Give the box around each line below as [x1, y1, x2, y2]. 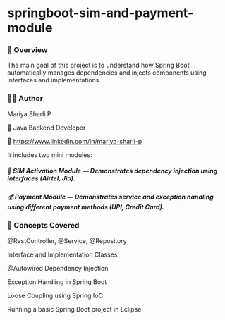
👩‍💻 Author [7, 94, 44, 104]
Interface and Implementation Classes [7, 250, 118, 259]
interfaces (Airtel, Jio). [7, 174, 76, 183]
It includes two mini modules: [7, 150, 92, 159]
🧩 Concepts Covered [7, 221, 80, 230]
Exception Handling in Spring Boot [7, 277, 107, 286]
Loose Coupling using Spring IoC [7, 291, 104, 300]
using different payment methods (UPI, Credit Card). [7, 202, 164, 211]
